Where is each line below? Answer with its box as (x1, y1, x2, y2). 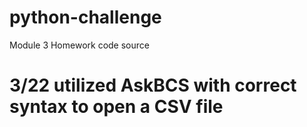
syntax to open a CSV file (9, 96, 224, 118)
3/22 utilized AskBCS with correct (9, 74, 297, 97)
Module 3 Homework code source (9, 39, 150, 51)
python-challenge (9, 6, 162, 29)
